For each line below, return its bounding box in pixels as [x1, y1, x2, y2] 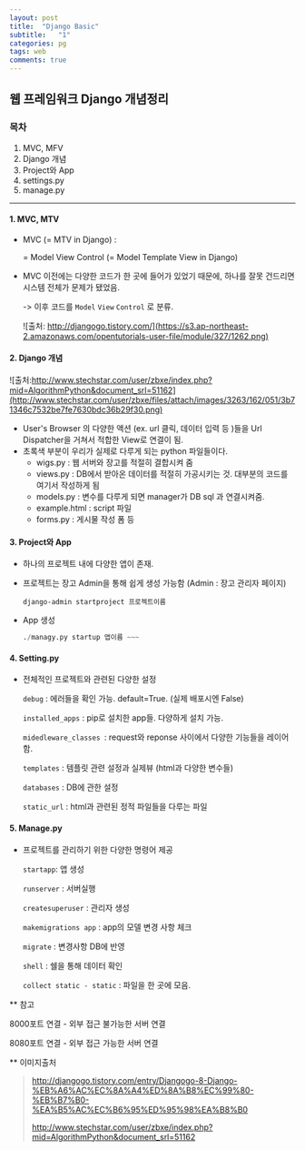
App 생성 [22, 615, 56, 626]
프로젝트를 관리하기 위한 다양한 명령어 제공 [22, 843, 174, 855]
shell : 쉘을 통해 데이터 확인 [22, 960, 123, 971]
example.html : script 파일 [35, 502, 132, 514]
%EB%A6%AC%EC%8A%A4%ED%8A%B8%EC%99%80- [31, 1085, 254, 1095]
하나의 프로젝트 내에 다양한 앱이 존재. [22, 559, 154, 570]
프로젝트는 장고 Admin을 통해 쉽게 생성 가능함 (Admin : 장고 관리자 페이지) [22, 578, 287, 589]
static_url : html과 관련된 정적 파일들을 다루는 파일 [22, 802, 208, 813]
